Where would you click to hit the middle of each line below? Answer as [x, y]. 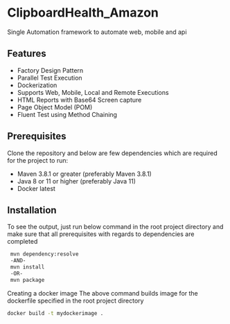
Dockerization [37, 85]
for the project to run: [38, 160]
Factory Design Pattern [50, 70]
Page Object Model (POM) [55, 107]
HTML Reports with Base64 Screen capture [79, 100]
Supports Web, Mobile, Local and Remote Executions [93, 92]
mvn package [27, 280]
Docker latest [36, 188]
